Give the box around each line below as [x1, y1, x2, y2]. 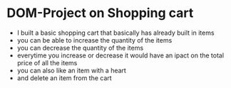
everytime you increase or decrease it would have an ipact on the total [16, 51, 225, 60]
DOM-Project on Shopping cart [6, 5, 194, 21]
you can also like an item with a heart [16, 66, 126, 75]
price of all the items [16, 58, 78, 67]
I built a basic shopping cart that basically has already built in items [16, 28, 215, 37]
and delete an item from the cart [16, 73, 112, 82]
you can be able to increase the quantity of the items [16, 35, 173, 44]
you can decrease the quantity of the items [16, 43, 144, 52]
